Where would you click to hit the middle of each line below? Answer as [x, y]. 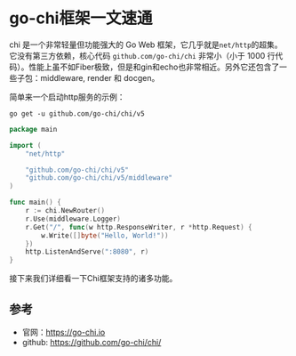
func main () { [36, 202]
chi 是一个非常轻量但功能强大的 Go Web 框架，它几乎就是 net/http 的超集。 [146, 44]
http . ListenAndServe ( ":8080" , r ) [87, 252]
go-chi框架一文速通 [81, 18]
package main [33, 129]
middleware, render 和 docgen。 [100, 77]
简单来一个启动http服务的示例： [68, 97]
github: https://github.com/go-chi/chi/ [92, 342]
